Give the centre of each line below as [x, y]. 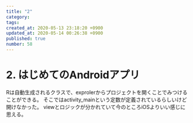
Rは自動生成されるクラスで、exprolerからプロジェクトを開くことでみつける [97, 92]
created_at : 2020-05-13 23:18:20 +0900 [55, 28]
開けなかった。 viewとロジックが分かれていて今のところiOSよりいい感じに [96, 107]
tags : [13, 22]
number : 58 [19, 45]
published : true [26, 39]
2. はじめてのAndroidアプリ [73, 75]
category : [18, 17]
